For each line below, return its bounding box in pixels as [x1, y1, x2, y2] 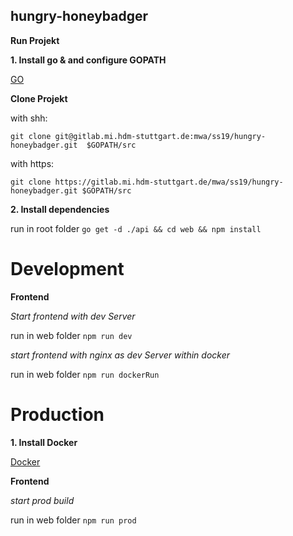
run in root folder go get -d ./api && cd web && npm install [10, 222, 262, 234]
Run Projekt [10, 34, 60, 46]
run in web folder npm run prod [10, 514, 137, 526]
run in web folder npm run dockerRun [10, 368, 160, 380]
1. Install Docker [10, 436, 78, 448]
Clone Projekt [10, 92, 68, 104]
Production [10, 403, 105, 426]
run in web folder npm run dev [10, 329, 133, 341]
